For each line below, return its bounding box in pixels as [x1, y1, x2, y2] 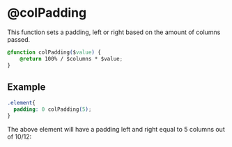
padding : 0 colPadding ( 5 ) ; [13, 106, 92, 113]
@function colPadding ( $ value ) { [7, 49, 101, 56]
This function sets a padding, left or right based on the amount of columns [7, 28, 221, 36]
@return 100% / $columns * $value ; [20, 55, 123, 62]
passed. [7, 35, 31, 43]
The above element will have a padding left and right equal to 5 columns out [7, 125, 225, 133]
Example [7, 81, 46, 93]
